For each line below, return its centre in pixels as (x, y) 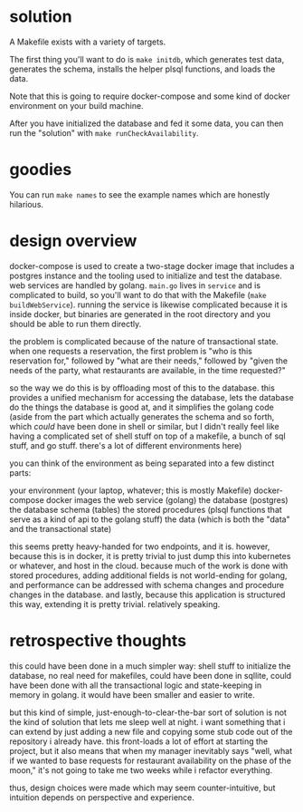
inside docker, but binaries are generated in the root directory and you (140, 314)
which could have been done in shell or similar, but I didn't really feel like (145, 426)
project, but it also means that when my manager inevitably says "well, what (151, 750)
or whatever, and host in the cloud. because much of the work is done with (149, 565)
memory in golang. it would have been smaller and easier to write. (132, 694)
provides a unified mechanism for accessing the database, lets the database (151, 397)
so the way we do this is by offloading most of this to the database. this (142, 388)
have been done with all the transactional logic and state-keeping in (136, 685)
